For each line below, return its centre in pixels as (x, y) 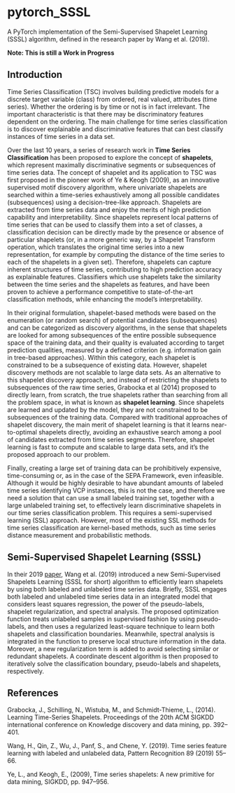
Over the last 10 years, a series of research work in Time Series (99, 150)
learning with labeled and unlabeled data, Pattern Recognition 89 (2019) (111, 753)
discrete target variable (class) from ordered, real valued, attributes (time (112, 99)
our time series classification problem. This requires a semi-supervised (109, 512)
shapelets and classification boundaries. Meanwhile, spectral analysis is (111, 634)
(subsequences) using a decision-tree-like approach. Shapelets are (104, 202)
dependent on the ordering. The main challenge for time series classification (117, 121)
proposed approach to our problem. (59, 454)
